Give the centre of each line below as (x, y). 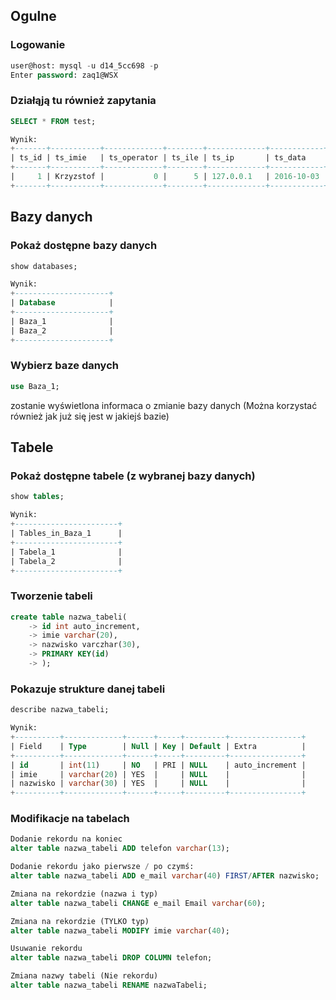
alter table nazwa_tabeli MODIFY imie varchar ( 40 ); (120, 930)
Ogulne (33, 16)
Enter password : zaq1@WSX (64, 75)
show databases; (44, 266)
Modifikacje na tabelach (70, 819)
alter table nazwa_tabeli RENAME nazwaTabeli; (109, 985)
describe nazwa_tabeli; (60, 710)
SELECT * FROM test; (53, 121)
